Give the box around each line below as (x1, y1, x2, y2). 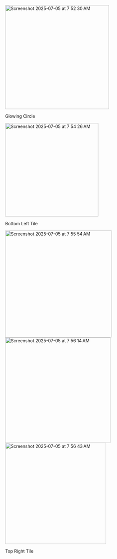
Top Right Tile (5, 548, 34, 554)
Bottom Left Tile (5, 221, 38, 226)
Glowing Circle (5, 113, 35, 119)
